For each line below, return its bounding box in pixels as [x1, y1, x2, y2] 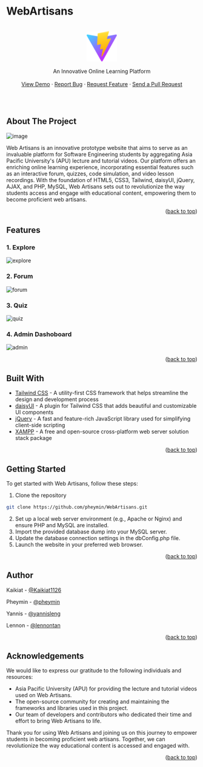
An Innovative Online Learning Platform [53, 67, 151, 75]
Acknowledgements [6, 651, 84, 661]
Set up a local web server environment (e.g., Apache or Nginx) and [15, 515, 182, 522]
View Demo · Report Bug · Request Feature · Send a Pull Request [21, 80, 183, 87]
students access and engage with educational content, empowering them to [6, 189, 196, 197]
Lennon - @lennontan [6, 621, 61, 629]
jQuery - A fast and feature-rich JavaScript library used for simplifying [15, 415, 191, 422]
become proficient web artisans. [6, 195, 87, 203]
